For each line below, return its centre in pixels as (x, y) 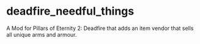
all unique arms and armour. (42, 34)
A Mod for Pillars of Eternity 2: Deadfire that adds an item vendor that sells (100, 28)
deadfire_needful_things (70, 11)
